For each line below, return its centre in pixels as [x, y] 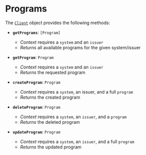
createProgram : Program [36, 82]
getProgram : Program [33, 57]
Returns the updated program [51, 147]
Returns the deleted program [50, 122]
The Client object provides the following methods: [58, 23]
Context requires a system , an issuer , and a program [73, 117]
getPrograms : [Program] [36, 32]
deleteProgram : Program [36, 107]
